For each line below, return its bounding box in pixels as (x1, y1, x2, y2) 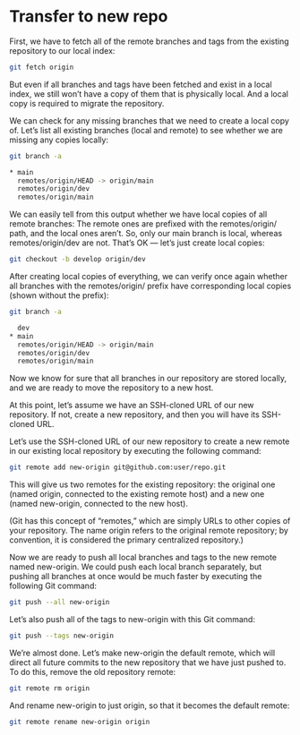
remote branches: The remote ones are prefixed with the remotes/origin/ (9, 218, 278, 229)
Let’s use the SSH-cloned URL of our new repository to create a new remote (9, 436, 290, 447)
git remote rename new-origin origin (9, 717, 150, 726)
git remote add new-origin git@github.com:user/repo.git (9, 463, 227, 472)
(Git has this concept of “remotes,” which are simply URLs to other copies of (9, 516, 291, 526)
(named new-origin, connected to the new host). (9, 499, 188, 509)
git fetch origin (9, 63, 74, 72)
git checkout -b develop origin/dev (9, 255, 146, 264)
